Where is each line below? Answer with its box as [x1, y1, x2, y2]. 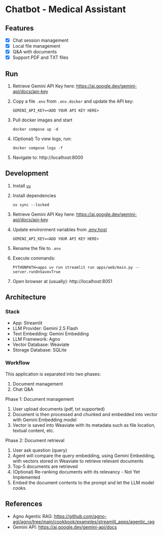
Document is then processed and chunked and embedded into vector [12, 411, 158, 417]
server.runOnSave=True [12, 269, 61, 274]
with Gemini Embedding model [12, 417, 77, 423]
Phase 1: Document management [5, 396, 74, 402]
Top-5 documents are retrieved [12, 463, 78, 469]
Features [5, 24, 34, 33]
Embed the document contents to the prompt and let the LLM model [12, 479, 154, 486]
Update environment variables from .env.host [12, 226, 107, 232]
